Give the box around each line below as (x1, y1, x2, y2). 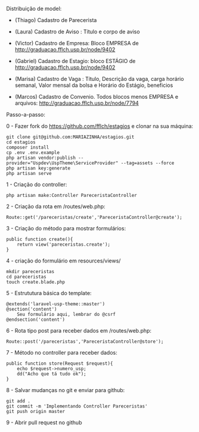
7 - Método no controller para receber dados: (6, 349, 117, 356)
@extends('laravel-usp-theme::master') (6, 301, 105, 307)
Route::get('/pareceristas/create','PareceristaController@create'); (6, 214, 183, 220)
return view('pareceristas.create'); (17, 242, 111, 248)
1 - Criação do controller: (6, 181, 67, 188)
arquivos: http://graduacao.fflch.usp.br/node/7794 (14, 99, 139, 107)
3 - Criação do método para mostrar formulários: (6, 225, 126, 231)
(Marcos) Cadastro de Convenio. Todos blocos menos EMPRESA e (14, 93, 179, 100)
